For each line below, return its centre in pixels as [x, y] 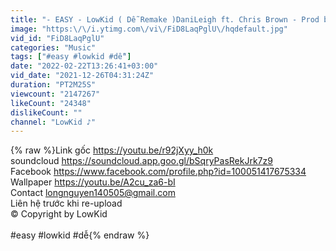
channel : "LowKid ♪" [53, 122]
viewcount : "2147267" [55, 94]
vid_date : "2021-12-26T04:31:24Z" [82, 76]
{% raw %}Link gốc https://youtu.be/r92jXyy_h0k [112, 150]
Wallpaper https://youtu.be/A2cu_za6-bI [93, 182]
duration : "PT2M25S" [53, 85]
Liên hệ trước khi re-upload [66, 203]
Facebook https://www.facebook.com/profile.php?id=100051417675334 [158, 172]
